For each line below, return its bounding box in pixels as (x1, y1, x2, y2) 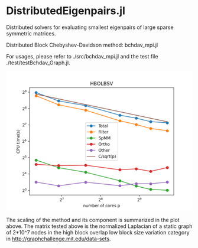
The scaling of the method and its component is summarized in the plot (6, 216, 180, 223)
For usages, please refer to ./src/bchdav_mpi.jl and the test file (6, 53, 158, 60)
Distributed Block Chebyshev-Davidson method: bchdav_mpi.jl (6, 41, 158, 48)
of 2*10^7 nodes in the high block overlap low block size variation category (6, 229, 190, 236)
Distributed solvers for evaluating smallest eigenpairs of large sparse (6, 24, 174, 31)
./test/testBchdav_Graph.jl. (6, 59, 70, 66)
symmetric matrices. (6, 30, 56, 37)
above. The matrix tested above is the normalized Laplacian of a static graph (6, 223, 193, 230)
